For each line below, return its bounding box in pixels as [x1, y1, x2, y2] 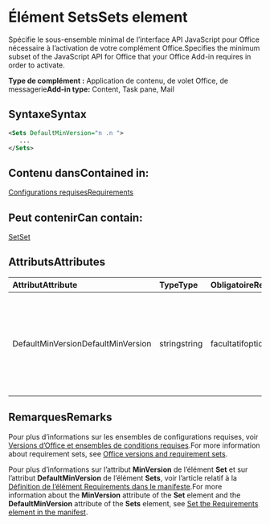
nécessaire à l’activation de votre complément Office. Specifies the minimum [8, 43, 260, 52]
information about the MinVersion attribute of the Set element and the [8, 490, 241, 500]
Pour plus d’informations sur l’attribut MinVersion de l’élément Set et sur [8, 465, 248, 474]
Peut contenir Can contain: [8, 211, 143, 224]
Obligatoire [210, 279, 255, 290]
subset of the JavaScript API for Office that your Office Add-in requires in [8, 51, 252, 61]
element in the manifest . [8, 507, 88, 517]
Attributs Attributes [8, 256, 106, 269]
